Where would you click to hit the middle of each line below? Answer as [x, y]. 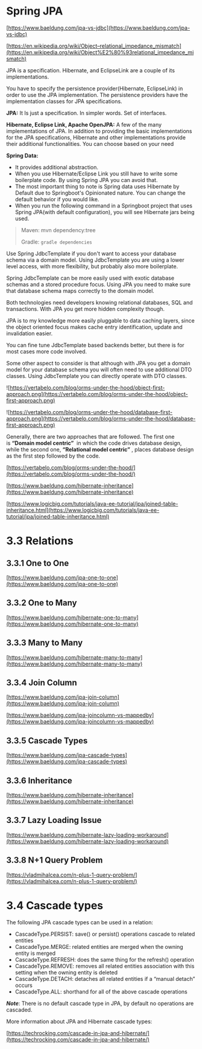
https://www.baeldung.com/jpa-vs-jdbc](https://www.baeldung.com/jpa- [99, 28]
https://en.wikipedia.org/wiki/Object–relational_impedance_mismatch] [95, 46]
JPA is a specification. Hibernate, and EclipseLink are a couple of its [90, 70]
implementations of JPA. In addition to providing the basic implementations [99, 131]
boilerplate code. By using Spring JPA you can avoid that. [86, 180]
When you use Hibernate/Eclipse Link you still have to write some [96, 174]
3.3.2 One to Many [42, 603]
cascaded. [19, 1010]
